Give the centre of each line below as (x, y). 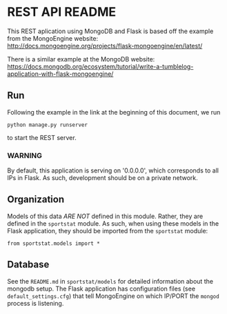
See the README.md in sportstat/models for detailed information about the (110, 281)
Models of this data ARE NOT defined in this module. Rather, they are (105, 216)
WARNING (25, 155)
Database (28, 265)
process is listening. (36, 303)
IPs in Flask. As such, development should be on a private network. (102, 178)
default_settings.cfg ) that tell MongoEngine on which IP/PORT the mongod (113, 296)
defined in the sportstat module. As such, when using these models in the (113, 223)
